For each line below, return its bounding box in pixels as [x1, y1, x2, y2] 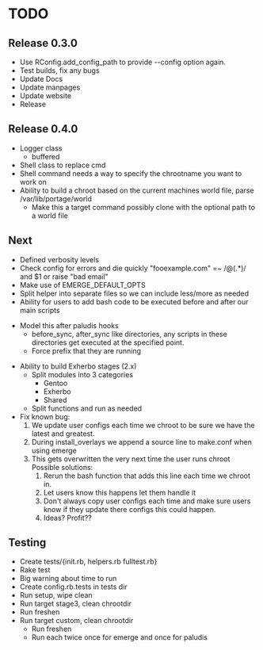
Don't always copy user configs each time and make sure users [43, 496, 251, 506]
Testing [8, 536, 47, 549]
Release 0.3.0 [8, 36, 78, 50]
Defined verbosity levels [19, 254, 100, 264]
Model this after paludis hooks [19, 320, 119, 330]
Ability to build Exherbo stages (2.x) [19, 361, 137, 371]
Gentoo [43, 378, 68, 388]
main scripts [19, 305, 61, 315]
